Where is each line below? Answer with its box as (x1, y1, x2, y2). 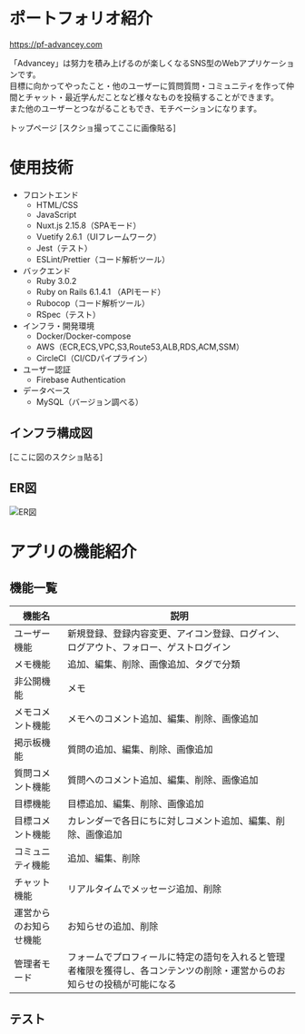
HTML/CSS (35, 199, 79, 210)
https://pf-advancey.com (9, 38, 103, 50)
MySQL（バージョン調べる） (35, 396, 143, 407)
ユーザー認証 (22, 364, 71, 375)
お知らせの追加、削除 (67, 920, 159, 932)
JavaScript (35, 209, 77, 220)
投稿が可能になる (103, 978, 177, 990)
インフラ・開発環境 (22, 320, 95, 331)
